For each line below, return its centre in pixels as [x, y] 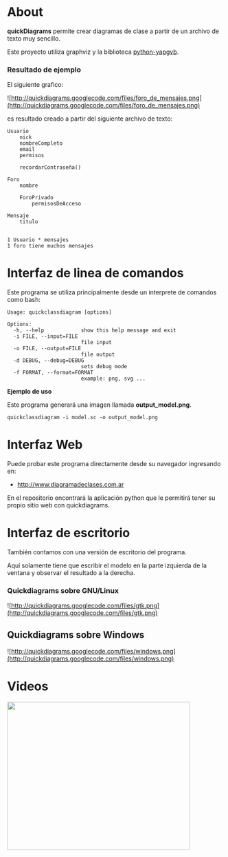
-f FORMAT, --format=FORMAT [54, 373]
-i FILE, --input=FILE [46, 336]
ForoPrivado [36, 198]
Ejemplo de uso [30, 392]
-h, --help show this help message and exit [95, 331]
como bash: [24, 300]
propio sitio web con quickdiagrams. [58, 505]
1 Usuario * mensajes [38, 240]
